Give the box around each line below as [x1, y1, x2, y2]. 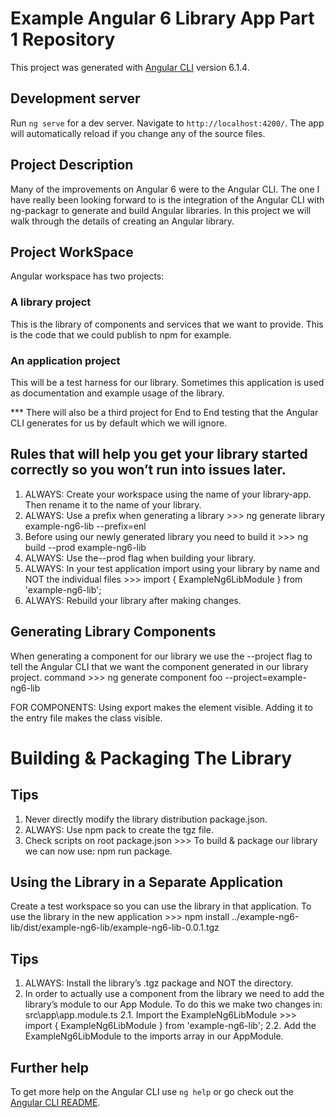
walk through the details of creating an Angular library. [10, 215, 235, 227]
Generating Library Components [10, 623, 217, 641]
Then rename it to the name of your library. [24, 498, 202, 511]
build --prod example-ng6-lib [24, 541, 147, 553]
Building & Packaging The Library [10, 747, 293, 769]
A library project [10, 295, 92, 309]
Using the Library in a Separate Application [10, 873, 284, 891]
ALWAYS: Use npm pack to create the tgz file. [24, 823, 214, 836]
